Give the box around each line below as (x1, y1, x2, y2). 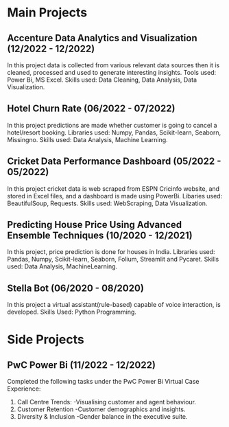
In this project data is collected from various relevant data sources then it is (7, 61, 220, 69)
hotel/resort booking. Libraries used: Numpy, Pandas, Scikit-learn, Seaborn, (7, 128, 221, 137)
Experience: (7, 384, 41, 393)
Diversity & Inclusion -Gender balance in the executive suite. (16, 413, 188, 421)
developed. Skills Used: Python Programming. (7, 308, 137, 316)
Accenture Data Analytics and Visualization (7, 32, 197, 44)
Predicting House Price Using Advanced (7, 219, 182, 231)
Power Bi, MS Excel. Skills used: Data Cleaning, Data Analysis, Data (7, 76, 197, 84)
